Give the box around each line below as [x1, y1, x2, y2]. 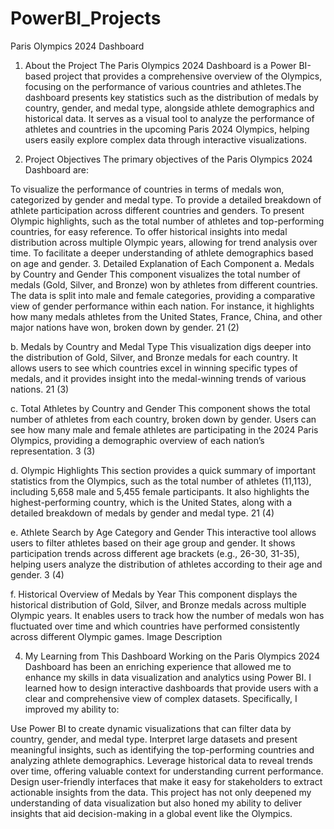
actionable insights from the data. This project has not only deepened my [10, 786, 312, 798]
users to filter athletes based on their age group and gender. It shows [10, 537, 296, 549]
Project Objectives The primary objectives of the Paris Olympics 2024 [24, 153, 313, 165]
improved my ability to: [24, 703, 120, 715]
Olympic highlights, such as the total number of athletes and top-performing [10, 215, 325, 227]
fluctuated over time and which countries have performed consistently [10, 620, 300, 632]
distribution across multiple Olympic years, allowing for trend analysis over [10, 236, 318, 248]
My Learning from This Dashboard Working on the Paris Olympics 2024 [24, 650, 320, 662]
